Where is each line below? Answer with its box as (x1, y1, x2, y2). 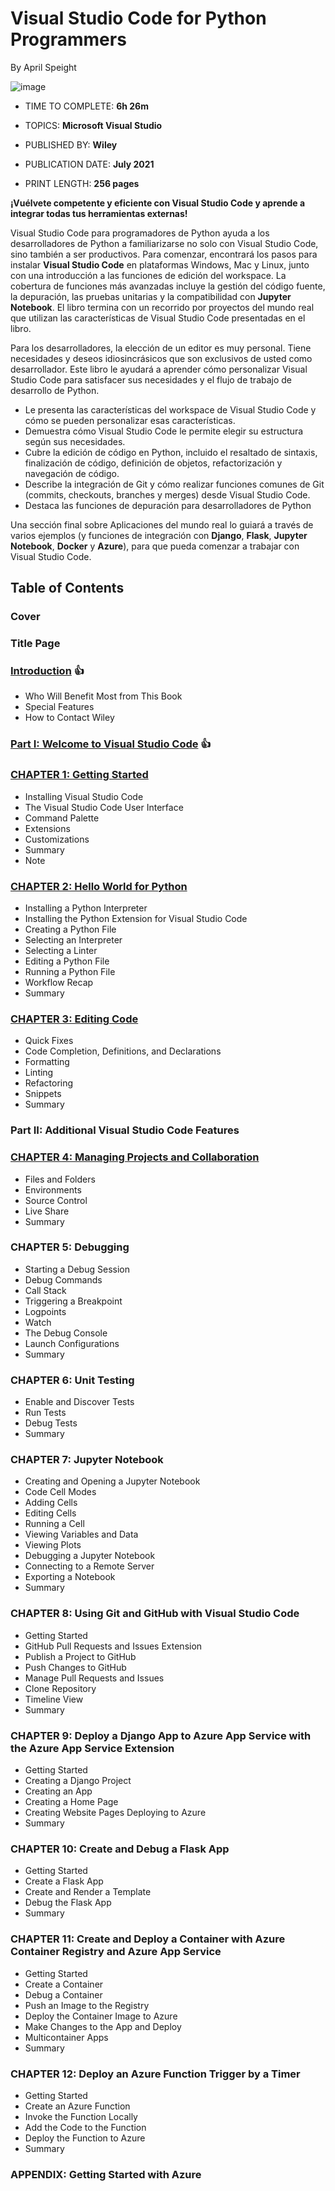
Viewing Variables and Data (24, 1528, 139, 1541)
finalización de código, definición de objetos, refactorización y (24, 457, 283, 469)
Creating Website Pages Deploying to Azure (24, 1806, 207, 1818)
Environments (24, 1183, 82, 1196)
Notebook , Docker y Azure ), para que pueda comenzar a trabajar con (10, 540, 300, 552)
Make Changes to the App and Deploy (24, 2020, 182, 2032)
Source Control (24, 1194, 88, 1206)
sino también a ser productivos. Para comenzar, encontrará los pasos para (10, 248, 318, 260)
